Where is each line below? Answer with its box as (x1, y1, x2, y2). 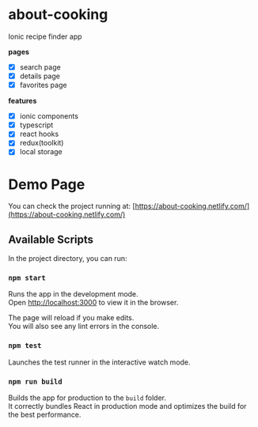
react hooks (19, 129, 59, 139)
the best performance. (8, 410, 82, 420)
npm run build (8, 377, 63, 386)
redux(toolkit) (19, 138, 64, 148)
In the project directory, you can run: (8, 254, 127, 263)
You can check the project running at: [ (8, 202, 136, 211)
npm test (8, 342, 42, 350)
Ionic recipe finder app (8, 32, 82, 41)
